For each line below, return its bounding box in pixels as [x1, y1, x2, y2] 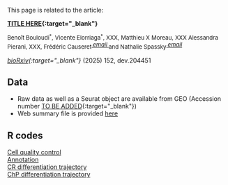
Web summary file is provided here [17, 109, 119, 118]
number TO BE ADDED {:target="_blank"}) [17, 102, 137, 111]
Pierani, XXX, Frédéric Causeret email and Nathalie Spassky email [7, 41, 183, 51]
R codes [7, 129, 43, 141]
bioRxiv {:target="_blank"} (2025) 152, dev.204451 [7, 56, 151, 65]
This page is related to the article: [7, 6, 104, 14]
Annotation [7, 156, 39, 164]
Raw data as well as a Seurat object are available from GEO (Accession [17, 95, 222, 103]
